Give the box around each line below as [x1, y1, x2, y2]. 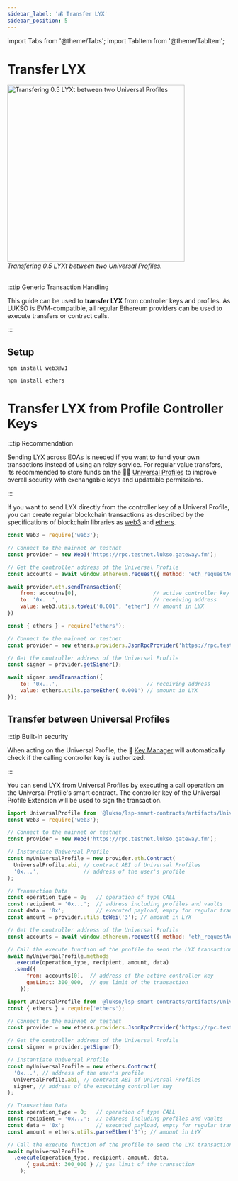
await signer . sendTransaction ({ [7, 674, 103, 681]
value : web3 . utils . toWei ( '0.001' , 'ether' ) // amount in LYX [20, 603, 204, 610]
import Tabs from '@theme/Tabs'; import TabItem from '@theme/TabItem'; [7, 36, 225, 45]
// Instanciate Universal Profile [7, 848, 110, 856]
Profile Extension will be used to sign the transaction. [7, 796, 162, 804]
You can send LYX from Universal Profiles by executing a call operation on [7, 781, 225, 789]
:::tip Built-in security [7, 732, 69, 740]
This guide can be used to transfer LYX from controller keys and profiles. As [7, 297, 231, 305]
